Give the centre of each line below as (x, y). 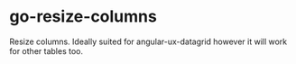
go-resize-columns (83, 17)
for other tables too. (46, 50)
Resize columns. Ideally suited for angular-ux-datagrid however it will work (148, 41)
